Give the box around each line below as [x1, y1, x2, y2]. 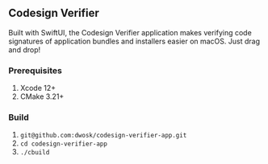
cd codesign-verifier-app [19, 140, 107, 148]
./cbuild [19, 149, 50, 157]
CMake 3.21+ [19, 92, 65, 101]
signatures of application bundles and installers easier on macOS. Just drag [8, 36, 261, 46]
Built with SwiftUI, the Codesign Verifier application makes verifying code [8, 27, 252, 37]
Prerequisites [8, 64, 62, 76]
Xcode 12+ [19, 84, 57, 93]
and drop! [8, 44, 41, 55]
